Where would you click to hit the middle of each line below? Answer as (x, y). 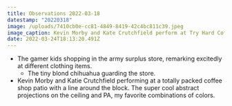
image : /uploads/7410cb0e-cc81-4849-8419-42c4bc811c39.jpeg (96, 26)
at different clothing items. (55, 66)
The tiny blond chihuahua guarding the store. (91, 74)
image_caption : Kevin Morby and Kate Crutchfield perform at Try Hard (111, 33)
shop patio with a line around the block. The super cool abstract (108, 88)
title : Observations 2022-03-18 (54, 13)
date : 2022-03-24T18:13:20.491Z (54, 39)
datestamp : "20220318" (40, 20)
